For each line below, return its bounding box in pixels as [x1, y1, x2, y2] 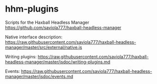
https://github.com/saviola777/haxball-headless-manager [5, 24, 121, 30]
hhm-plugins [5, 3, 59, 15]
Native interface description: [5, 34, 63, 40]
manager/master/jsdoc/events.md [5, 73, 73, 79]
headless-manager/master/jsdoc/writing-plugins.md [5, 59, 111, 65]
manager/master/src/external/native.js [5, 44, 82, 50]
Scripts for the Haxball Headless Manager [5, 19, 90, 25]
